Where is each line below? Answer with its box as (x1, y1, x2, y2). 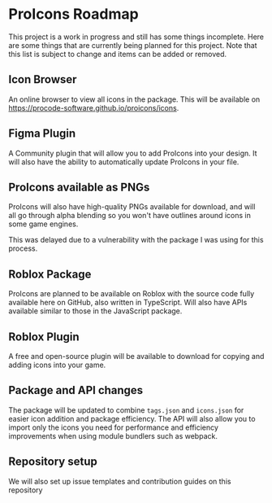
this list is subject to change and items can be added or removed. (8, 49, 227, 59)
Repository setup (8, 455, 97, 469)
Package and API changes (8, 383, 144, 397)
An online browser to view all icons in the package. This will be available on (8, 94, 261, 104)
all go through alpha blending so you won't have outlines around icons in (8, 211, 252, 221)
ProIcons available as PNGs (8, 180, 150, 194)
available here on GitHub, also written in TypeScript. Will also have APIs (8, 298, 248, 308)
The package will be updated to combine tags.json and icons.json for (8, 405, 244, 415)
